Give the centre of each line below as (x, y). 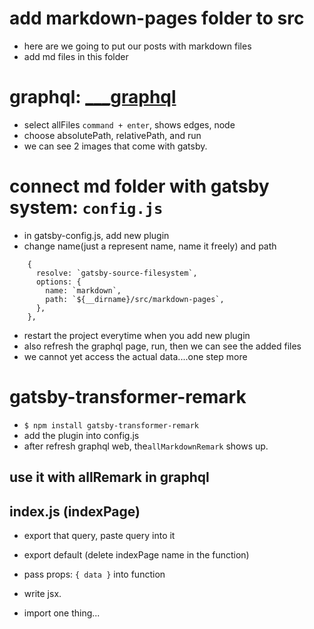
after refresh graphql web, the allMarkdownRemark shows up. (146, 446)
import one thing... (62, 613)
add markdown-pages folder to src (157, 18)
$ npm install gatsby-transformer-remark (111, 425)
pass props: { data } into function (94, 574)
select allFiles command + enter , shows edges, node (129, 124)
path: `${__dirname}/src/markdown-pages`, (135, 299)
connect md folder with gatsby (139, 186)
